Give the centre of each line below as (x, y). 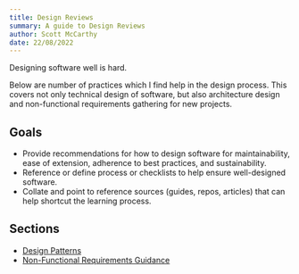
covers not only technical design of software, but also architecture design (145, 95)
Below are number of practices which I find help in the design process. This (148, 85)
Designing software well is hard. (68, 68)
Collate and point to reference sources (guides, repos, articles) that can (154, 192)
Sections (34, 229)
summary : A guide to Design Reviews (77, 26)
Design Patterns (52, 250)
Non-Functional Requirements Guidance (96, 260)
